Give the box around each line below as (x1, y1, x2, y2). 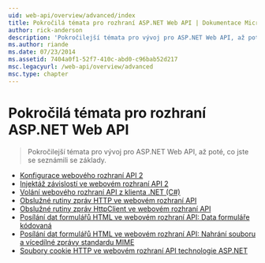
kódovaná (19, 220, 53, 230)
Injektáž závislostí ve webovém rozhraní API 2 (19, 179, 169, 188)
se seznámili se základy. (27, 155, 106, 165)
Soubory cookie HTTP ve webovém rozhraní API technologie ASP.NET (19, 246, 248, 255)
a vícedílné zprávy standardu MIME (19, 237, 135, 246)
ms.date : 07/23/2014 (8, 48, 77, 56)
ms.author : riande (8, 41, 69, 49)
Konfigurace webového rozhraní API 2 (19, 170, 144, 180)
